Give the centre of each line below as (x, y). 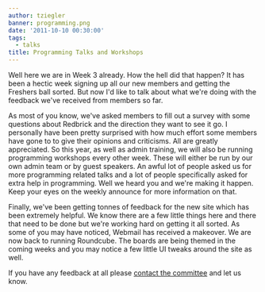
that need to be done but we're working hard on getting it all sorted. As (124, 224)
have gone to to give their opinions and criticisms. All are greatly (113, 141)
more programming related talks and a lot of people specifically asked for (128, 175)
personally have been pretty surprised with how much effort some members (133, 133)
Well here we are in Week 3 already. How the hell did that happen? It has (126, 75)
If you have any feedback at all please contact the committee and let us (125, 273)
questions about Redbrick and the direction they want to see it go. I (118, 124)
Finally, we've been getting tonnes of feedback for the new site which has (129, 207)
